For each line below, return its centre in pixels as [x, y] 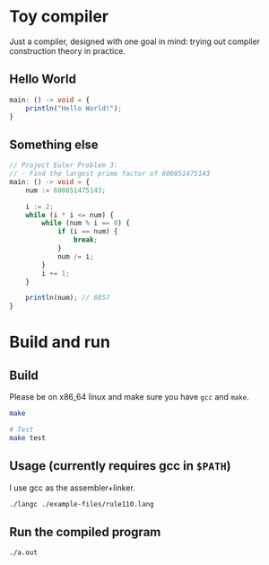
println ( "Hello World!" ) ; [74, 108]
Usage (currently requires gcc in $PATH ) [120, 466]
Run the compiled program [85, 532]
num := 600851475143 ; [65, 190]
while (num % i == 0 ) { [86, 223]
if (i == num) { [87, 232]
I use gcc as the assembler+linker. [73, 488]
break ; [86, 240]
